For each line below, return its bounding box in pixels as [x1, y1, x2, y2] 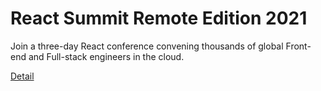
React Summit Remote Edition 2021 [10, 7, 308, 30]
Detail [10, 70, 35, 82]
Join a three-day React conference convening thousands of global [10, 40, 284, 52]
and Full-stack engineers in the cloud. [28, 50, 185, 62]
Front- [285, 40, 312, 52]
